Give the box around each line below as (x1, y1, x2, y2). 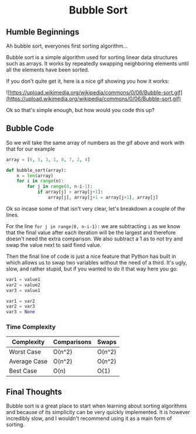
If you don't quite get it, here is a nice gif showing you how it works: (6, 77, 170, 84)
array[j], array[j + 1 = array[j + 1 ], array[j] (47, 195, 159, 201)
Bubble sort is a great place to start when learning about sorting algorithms (6, 402, 187, 409)
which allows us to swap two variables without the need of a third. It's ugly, (6, 259, 187, 266)
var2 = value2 (6, 282, 41, 288)
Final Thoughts (6, 386, 63, 396)
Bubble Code (6, 124, 54, 134)
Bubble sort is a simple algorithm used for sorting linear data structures (6, 54, 178, 60)
